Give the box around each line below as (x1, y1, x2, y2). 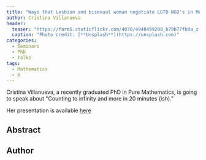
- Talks (12, 55, 32, 61)
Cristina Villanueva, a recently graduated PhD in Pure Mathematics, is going (6, 88, 197, 96)
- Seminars (12, 44, 40, 50)
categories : (6, 37, 37, 44)
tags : (6, 60, 20, 66)
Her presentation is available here (6, 107, 91, 114)
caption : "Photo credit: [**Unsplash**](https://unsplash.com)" (12, 32, 180, 38)
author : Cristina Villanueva (6, 15, 81, 21)
